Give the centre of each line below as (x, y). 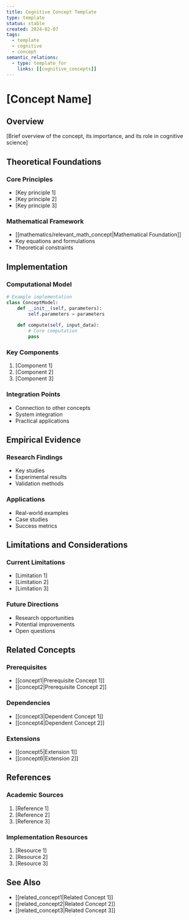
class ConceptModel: (33, 302)
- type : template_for (39, 63)
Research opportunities (45, 618)
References (29, 777)
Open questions (35, 630)
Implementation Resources (47, 837)
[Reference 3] (33, 821)
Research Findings (34, 457)
